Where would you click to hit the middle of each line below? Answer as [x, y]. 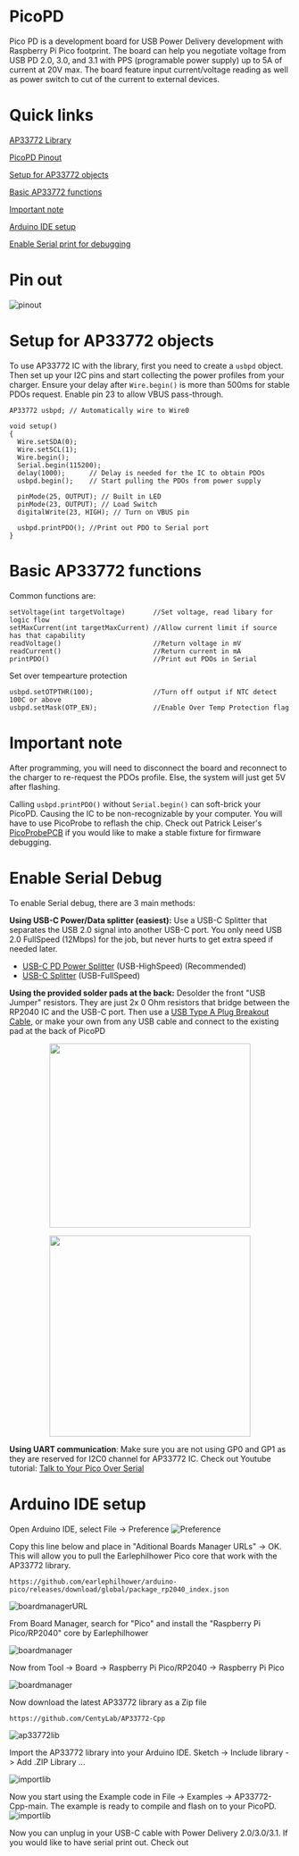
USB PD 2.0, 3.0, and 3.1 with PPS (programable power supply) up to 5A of [146, 60]
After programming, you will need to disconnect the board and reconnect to [148, 768]
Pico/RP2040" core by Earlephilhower [79, 1633]
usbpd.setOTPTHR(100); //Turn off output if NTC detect [143, 692]
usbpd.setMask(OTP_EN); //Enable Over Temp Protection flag [149, 708]
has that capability [48, 635]
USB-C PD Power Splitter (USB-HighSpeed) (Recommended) [134, 966]
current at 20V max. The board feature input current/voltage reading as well [149, 70]
